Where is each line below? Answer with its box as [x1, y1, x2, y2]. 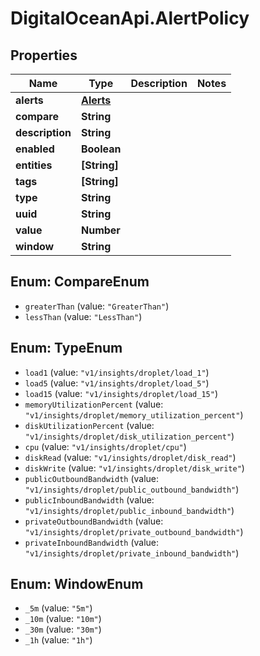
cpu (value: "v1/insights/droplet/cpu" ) [24, 440, 187, 452]
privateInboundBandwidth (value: [24, 536, 160, 548]
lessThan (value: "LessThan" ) [24, 310, 143, 322]
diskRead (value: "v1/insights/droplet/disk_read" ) [24, 451, 237, 463]
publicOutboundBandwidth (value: [24, 472, 160, 484]
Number [80, 223, 121, 237]
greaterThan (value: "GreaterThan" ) [24, 300, 170, 312]
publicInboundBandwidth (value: [24, 493, 155, 506]
